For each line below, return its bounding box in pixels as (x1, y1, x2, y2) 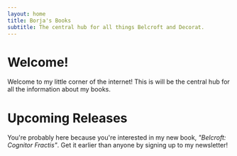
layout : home (7, 10, 46, 18)
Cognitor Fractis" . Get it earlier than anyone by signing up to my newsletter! (7, 141, 228, 150)
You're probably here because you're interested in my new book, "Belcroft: (7, 133, 226, 142)
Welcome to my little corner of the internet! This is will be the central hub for (7, 77, 231, 86)
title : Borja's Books (7, 17, 72, 24)
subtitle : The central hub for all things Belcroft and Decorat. (7, 23, 204, 30)
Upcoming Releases (7, 110, 128, 126)
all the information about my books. (7, 85, 111, 94)
